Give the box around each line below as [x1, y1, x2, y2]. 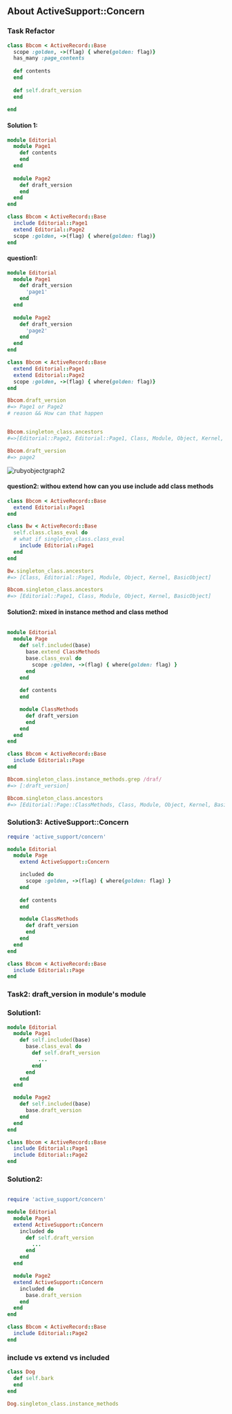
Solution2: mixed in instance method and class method [7, 608, 168, 616]
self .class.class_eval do [13, 529, 88, 537]
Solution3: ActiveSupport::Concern [7, 817, 129, 827]
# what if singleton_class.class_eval [13, 536, 126, 543]
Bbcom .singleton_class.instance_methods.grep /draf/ [7, 776, 162, 783]
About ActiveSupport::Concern [7, 6, 145, 17]
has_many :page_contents [13, 55, 85, 62]
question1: [7, 254, 38, 262]
